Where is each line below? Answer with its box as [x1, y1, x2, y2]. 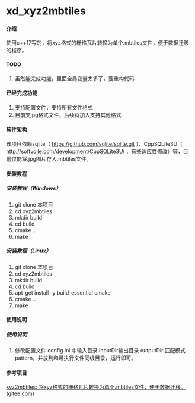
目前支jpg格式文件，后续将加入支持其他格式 [14, 111, 122, 118]
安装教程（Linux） [6, 247, 52, 254]
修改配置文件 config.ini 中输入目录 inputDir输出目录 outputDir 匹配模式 [14, 347, 186, 354]
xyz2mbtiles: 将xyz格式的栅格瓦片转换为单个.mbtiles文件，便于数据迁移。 [6, 383, 186, 390]
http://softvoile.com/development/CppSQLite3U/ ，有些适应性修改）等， [6, 148, 184, 155]
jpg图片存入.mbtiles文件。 [28, 155, 92, 162]
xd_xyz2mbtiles [6, 4, 86, 18]
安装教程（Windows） [6, 185, 62, 192]
